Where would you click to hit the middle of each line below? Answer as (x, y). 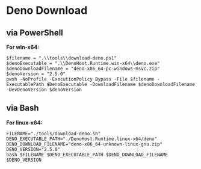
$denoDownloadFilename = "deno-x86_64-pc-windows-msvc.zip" (83, 69)
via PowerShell (35, 33)
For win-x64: (23, 47)
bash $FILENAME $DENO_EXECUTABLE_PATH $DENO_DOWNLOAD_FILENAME (87, 155)
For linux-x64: (24, 122)
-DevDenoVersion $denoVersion (44, 90)
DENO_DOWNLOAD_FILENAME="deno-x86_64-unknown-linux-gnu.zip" (85, 144)
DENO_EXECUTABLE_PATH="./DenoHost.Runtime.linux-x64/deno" (82, 139)
